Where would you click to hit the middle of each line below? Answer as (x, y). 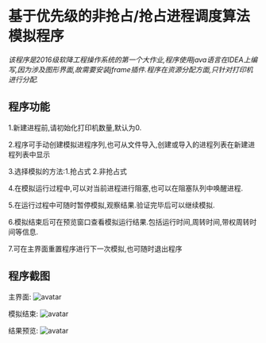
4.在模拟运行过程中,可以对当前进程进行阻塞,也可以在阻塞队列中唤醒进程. (126, 188)
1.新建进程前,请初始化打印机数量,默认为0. (75, 127)
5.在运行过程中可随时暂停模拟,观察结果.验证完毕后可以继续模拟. (112, 205)
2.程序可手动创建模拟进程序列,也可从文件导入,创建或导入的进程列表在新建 (128, 145)
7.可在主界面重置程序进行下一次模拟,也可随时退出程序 (95, 249)
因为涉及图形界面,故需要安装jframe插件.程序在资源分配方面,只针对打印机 (135, 69)
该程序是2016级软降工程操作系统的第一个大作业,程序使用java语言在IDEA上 (129, 60)
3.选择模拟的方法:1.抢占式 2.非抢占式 (67, 171)
